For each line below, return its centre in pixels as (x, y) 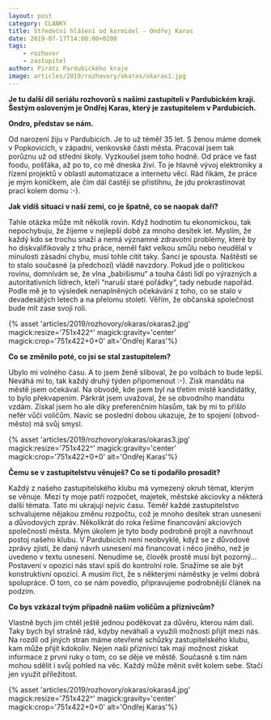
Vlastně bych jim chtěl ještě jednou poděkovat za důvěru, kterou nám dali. (131, 622)
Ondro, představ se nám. (51, 123)
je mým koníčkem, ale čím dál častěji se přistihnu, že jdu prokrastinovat (127, 182)
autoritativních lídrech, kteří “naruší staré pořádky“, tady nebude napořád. (131, 282)
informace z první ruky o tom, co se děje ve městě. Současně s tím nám (128, 657)
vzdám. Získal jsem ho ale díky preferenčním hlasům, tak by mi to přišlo (127, 406)
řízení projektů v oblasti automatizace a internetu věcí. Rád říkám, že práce (133, 173)
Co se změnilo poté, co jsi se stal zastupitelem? (90, 356)
